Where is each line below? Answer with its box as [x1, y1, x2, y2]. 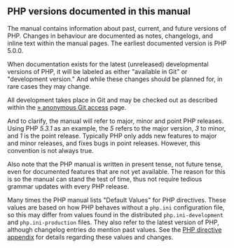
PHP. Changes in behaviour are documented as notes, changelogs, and [7, 31, 214, 40]
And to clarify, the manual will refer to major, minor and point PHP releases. [7, 117, 224, 125]
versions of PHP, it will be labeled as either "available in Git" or [7, 67, 188, 75]
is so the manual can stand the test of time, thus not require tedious [7, 175, 202, 183]
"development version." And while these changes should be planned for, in [7, 75, 223, 83]
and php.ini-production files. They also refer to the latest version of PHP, [7, 218, 219, 226]
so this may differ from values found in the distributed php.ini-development [7, 210, 223, 219]
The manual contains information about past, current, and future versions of [7, 24, 226, 32]
